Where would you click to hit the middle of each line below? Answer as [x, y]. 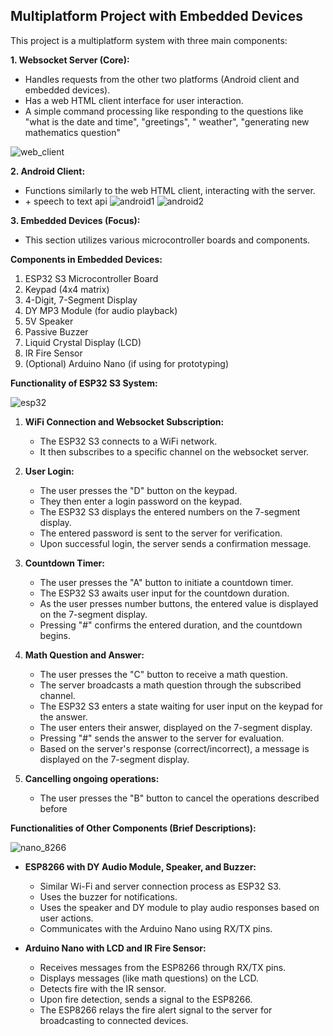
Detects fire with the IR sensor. [103, 988]
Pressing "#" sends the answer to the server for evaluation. [162, 738]
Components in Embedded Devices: [86, 259]
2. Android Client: [48, 171]
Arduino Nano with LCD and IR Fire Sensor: [115, 948]
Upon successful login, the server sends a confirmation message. [175, 543]
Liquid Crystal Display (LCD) [83, 342]
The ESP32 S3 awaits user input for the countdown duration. [164, 593]
